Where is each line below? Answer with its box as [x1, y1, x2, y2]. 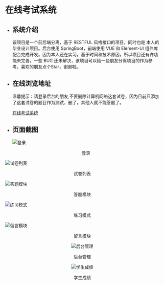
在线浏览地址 [12, 79, 51, 88]
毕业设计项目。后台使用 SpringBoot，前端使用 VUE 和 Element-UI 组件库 [12, 45, 158, 51]
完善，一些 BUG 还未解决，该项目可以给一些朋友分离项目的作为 [21, 58, 148, 64]
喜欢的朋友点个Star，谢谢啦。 [21, 64, 81, 69]
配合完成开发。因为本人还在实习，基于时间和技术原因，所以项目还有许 [12, 52, 154, 57]
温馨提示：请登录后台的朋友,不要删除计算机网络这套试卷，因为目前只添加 [12, 93, 160, 99]
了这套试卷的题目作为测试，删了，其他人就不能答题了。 [12, 99, 124, 105]
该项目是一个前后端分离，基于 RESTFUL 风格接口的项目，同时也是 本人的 [12, 40, 160, 45]
